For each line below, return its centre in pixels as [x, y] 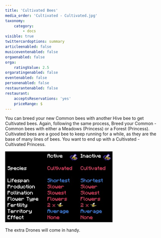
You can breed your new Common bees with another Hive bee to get [74, 119]
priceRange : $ [28, 104]
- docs [29, 31]
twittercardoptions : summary [35, 42]
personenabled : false [27, 83]
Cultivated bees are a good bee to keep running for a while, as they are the [81, 134]
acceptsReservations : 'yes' [42, 98]
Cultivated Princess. [25, 145]
